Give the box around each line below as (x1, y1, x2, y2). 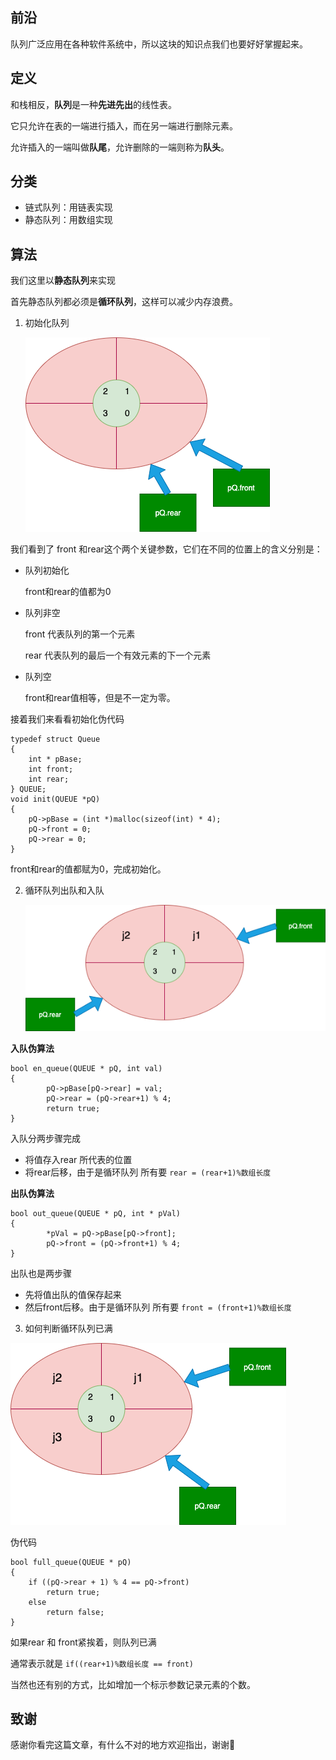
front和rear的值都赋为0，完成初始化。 (10, 863, 167, 875)
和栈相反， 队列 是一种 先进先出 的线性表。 (10, 98, 177, 110)
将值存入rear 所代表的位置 (24, 1153, 133, 1165)
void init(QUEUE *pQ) (10, 794, 101, 805)
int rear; (28, 774, 70, 785)
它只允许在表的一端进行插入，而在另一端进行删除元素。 (10, 119, 238, 132)
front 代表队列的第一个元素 (24, 628, 136, 640)
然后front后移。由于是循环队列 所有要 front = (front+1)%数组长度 (24, 1301, 292, 1313)
